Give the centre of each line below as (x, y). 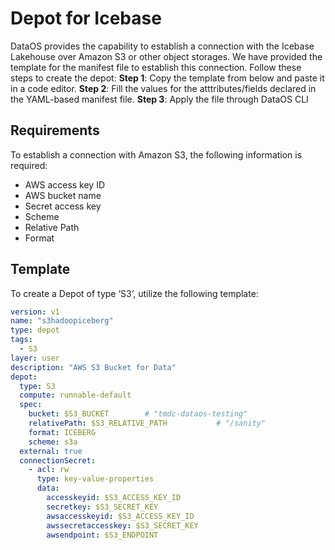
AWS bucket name (63, 195)
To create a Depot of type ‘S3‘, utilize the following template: (134, 293)
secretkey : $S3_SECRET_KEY (102, 507)
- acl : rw (49, 470)
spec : (31, 405)
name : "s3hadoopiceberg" (62, 321)
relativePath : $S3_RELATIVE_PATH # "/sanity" (147, 423)
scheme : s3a (53, 442)
